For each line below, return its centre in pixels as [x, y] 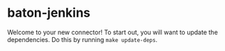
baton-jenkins [49, 13]
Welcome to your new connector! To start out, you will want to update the [113, 32]
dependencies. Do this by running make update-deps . [83, 39]
